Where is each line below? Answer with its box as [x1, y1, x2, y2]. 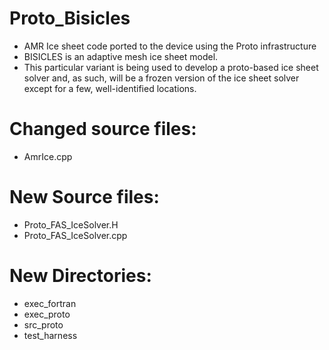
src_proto [23, 318, 64, 331]
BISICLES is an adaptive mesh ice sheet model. [23, 50, 219, 62]
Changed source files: [9, 118, 197, 141]
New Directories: [9, 265, 152, 287]
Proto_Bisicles [9, 7, 131, 30]
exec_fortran [23, 297, 77, 309]
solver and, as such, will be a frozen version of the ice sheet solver [23, 72, 300, 84]
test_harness [23, 329, 78, 341]
